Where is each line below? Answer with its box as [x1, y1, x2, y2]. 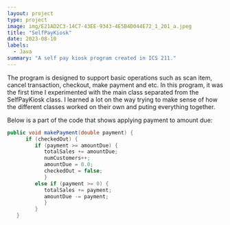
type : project [7, 16, 48, 23]
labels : [7, 42, 30, 49]
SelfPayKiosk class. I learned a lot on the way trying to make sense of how [7, 95, 218, 104]
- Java [13, 49, 32, 56]
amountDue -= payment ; [43, 193, 109, 200]
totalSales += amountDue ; [43, 148, 118, 155]
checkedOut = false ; [43, 167, 103, 174]
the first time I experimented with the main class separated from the [7, 88, 199, 96]
